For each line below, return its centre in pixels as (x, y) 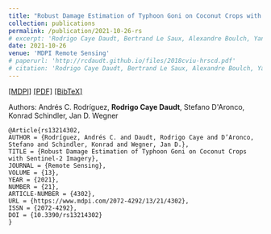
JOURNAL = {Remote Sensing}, (57, 165)
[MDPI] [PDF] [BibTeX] (46, 91)
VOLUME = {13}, (34, 173)
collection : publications (52, 23)
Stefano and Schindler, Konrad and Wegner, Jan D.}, (99, 144)
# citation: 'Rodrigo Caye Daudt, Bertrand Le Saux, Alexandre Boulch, (131, 69)
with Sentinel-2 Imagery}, (54, 158)
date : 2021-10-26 (38, 46)
